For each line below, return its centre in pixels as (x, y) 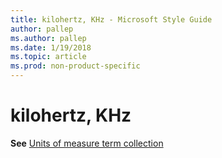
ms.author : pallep (48, 38)
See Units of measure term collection (87, 143)
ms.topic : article (48, 57)
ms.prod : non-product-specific (75, 66)
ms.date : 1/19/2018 (51, 47)
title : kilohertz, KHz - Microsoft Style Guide (111, 19)
